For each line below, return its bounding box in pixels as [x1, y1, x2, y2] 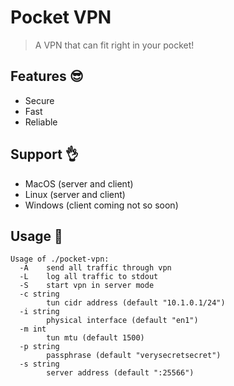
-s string [19, 359, 60, 370]
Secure [24, 94, 55, 106]
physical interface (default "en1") [46, 316, 199, 326]
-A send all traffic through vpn [19, 263, 172, 273]
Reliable [24, 116, 58, 128]
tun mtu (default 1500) [46, 333, 145, 343]
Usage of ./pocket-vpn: [10, 254, 110, 265]
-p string [19, 342, 60, 352]
